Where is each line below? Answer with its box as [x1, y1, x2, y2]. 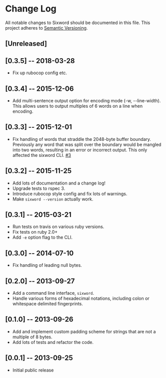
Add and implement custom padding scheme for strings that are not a [12, 328, 156, 334]
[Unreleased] [5, 40, 47, 48]
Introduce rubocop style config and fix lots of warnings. [12, 191, 127, 197]
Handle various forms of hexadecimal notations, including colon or [12, 295, 150, 301]
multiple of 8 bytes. [12, 334, 52, 340]
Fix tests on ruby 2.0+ [12, 229, 58, 235]
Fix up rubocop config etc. [12, 70, 67, 76]
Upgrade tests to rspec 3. [12, 185, 65, 191]
